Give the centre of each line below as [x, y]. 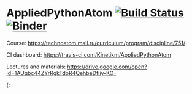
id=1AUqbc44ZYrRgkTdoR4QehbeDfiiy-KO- [61, 73]
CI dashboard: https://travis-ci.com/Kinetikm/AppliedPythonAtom [89, 54]
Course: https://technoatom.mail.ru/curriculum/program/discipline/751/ [96, 43]
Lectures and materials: [36, 67]
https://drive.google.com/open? [107, 67]
